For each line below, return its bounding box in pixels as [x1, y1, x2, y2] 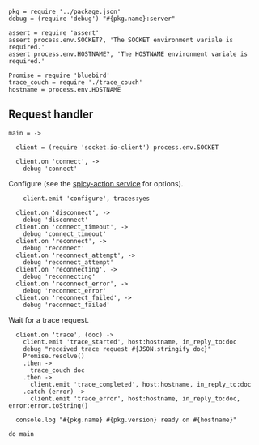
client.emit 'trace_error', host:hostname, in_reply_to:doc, [29, 394, 241, 403]
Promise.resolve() [23, 352, 85, 360]
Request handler [8, 108, 94, 122]
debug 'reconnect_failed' [23, 301, 111, 309]
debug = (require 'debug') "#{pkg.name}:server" [8, 15, 176, 23]
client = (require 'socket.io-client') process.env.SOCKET [15, 143, 219, 152]
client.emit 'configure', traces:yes [23, 195, 151, 203]
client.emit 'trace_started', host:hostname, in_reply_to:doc [23, 337, 237, 346]
